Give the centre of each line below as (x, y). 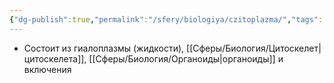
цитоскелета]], (55, 58)
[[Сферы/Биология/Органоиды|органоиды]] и (186, 58)
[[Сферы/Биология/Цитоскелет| (254, 48)
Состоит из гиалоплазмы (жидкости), (104, 48)
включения (47, 69)
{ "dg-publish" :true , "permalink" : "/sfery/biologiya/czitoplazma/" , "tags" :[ (168, 19)
